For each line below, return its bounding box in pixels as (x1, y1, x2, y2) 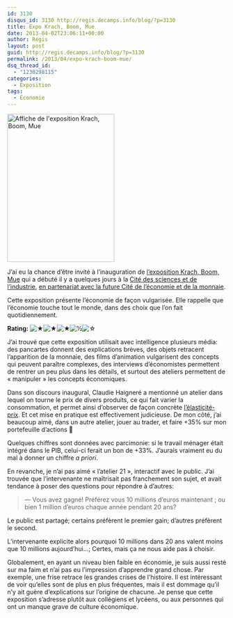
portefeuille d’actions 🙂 (7, 426, 73, 433)
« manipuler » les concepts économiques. (7, 375, 127, 383)
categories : (7, 75, 42, 82)
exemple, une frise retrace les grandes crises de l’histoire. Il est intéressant (7, 573, 223, 581)
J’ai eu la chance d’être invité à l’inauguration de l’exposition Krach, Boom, (7, 268, 220, 276)
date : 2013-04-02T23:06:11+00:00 (7, 29, 104, 37)
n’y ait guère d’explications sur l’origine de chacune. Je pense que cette (7, 588, 214, 596)
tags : (7, 88, 23, 95)
